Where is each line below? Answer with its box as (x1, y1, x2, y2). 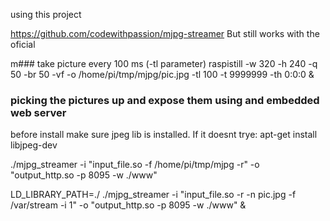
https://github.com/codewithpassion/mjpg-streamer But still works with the (10, 28, 320, 39)
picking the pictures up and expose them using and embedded (10, 93, 320, 107)
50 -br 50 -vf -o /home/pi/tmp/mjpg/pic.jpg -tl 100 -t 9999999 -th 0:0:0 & (10, 69, 315, 80)
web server (10, 105, 67, 119)
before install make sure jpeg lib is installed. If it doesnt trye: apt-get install (10, 129, 318, 141)
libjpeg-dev (10, 139, 58, 151)
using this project (10, 9, 82, 20)
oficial (10, 39, 36, 50)
